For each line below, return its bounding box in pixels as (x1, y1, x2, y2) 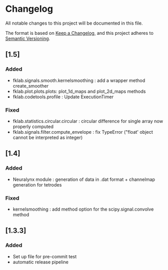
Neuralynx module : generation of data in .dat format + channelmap (12, 176, 155, 182)
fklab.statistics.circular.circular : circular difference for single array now (12, 118, 163, 124)
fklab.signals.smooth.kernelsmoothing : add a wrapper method (12, 77, 145, 84)
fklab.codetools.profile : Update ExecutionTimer (12, 93, 114, 100)
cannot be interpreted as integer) (12, 134, 83, 140)
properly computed (12, 123, 54, 130)
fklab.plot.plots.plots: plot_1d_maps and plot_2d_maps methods (12, 88, 146, 94)
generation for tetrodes (12, 181, 62, 188)
